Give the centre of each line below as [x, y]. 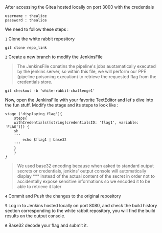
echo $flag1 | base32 [45, 140]
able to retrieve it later [39, 187]
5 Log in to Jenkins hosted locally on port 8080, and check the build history [81, 205]
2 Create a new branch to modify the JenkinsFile [54, 57]
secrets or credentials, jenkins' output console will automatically [82, 171]
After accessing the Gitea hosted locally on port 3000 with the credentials [80, 7]
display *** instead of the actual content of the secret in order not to [86, 176]
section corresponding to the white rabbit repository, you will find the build [80, 211]
